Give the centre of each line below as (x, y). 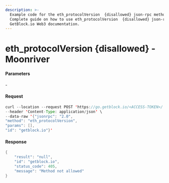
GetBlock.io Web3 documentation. (45, 24)
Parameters (18, 74)
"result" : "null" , (33, 157)
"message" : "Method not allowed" (49, 171)
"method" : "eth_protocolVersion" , (41, 121)
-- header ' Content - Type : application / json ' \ (54, 112)
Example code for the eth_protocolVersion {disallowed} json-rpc (81, 15)
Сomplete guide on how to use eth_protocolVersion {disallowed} (80, 19)
